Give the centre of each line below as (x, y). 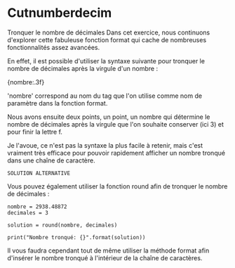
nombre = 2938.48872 (38, 206)
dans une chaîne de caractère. (52, 160)
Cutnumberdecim (60, 13)
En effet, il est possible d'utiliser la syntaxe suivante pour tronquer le (106, 60)
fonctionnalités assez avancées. (54, 47)
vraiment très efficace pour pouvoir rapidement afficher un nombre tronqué (116, 153)
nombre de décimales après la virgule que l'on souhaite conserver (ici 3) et (116, 124)
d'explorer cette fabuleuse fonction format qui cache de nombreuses (107, 39)
